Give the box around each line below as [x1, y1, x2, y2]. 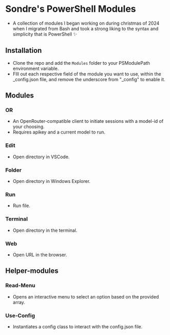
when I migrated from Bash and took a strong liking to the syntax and [12, 25, 159, 31]
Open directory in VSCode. [12, 154, 70, 160]
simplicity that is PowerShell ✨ [12, 31, 77, 37]
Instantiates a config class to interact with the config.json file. [12, 323, 142, 329]
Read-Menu [5, 282, 36, 289]
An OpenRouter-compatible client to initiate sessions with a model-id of [12, 118, 164, 124]
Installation [5, 46, 42, 55]
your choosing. [12, 124, 45, 130]
